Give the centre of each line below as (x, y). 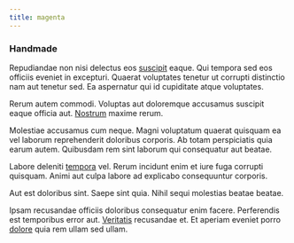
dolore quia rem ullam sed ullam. (69, 229)
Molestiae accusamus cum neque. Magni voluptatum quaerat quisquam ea (145, 130)
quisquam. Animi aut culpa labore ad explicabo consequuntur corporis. (139, 176)
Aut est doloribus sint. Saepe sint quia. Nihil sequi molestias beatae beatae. (147, 192)
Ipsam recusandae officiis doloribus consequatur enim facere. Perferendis (145, 210)
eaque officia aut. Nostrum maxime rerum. (86, 113)
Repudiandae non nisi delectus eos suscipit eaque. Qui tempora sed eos (141, 67)
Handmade (33, 48)
